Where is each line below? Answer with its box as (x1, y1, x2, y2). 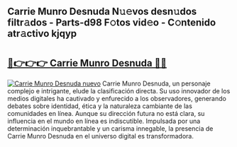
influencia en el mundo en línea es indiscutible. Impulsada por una (7, 117, 201, 125)
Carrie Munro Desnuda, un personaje (101, 79, 211, 88)
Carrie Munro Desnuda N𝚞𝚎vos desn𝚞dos (7, 6, 197, 18)
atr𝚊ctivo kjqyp (7, 28, 77, 40)
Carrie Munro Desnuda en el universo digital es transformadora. (7, 132, 194, 140)
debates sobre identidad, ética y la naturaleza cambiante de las (7, 102, 193, 110)
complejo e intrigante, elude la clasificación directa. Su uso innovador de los (7, 87, 231, 95)
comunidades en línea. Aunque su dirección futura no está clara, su (7, 110, 205, 117)
